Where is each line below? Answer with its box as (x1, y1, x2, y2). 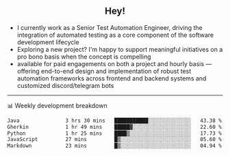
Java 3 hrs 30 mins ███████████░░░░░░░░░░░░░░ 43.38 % (7, 117, 222, 124)
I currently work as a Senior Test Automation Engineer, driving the (16, 23, 203, 31)
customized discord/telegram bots (16, 81, 114, 89)
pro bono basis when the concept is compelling (16, 52, 152, 61)
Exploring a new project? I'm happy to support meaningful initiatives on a (16, 45, 223, 53)
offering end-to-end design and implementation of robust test (16, 67, 192, 75)
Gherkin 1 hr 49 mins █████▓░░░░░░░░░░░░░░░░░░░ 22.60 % (7, 123, 222, 130)
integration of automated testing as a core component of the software (16, 31, 214, 39)
